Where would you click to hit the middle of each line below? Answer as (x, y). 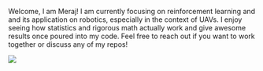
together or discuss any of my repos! (68, 44)
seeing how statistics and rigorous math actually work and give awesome (127, 28)
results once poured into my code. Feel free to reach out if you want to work (131, 36)
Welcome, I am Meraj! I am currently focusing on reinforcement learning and (132, 11)
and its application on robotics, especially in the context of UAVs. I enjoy (125, 20)
